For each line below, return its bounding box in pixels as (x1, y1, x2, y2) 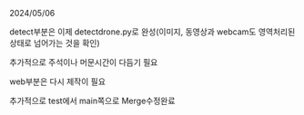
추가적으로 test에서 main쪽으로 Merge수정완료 (9, 95, 176, 106)
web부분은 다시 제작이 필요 (9, 76, 106, 87)
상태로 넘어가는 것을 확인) (9, 38, 100, 48)
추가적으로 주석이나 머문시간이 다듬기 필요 (9, 57, 158, 67)
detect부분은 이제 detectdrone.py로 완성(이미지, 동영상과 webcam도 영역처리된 (9, 26, 296, 37)
